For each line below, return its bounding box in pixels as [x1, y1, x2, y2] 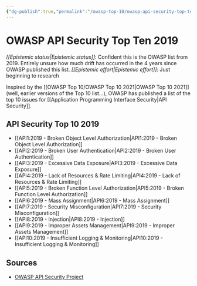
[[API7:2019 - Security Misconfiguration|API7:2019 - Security [14, 203, 162, 210]
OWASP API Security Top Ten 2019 [6, 33, 179, 47]
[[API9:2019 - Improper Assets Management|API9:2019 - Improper [14, 222, 175, 229]
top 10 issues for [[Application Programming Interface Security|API [6, 96, 167, 103]
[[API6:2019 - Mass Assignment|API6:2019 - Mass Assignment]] [14, 197, 170, 204]
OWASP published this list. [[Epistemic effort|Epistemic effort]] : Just [6, 66, 171, 73]
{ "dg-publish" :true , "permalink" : [6, 8, 88, 15]
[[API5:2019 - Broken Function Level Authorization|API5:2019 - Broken [14, 184, 184, 191]
